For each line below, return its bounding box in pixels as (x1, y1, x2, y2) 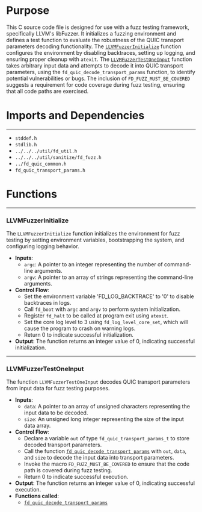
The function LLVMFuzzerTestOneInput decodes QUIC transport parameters (6, 378, 191, 386)
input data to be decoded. (23, 409, 88, 416)
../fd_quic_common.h (14, 161, 67, 167)
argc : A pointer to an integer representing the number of (23, 261, 164, 268)
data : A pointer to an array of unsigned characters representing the (23, 403, 191, 410)
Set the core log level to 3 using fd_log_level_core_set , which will (23, 319, 188, 326)
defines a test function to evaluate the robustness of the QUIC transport (6, 36, 185, 43)
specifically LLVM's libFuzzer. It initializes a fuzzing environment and (6, 30, 176, 37)
